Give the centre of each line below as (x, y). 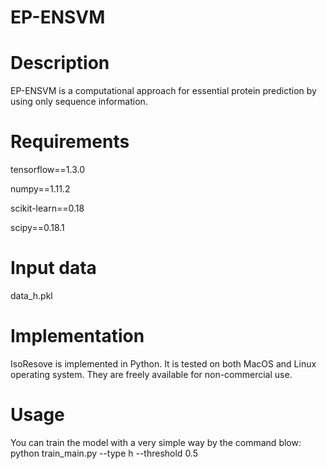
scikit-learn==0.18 (47, 208)
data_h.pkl (31, 295)
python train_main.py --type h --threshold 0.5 (104, 453)
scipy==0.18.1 (37, 228)
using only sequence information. (79, 102)
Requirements (70, 142)
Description (60, 63)
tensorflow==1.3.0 (48, 170)
